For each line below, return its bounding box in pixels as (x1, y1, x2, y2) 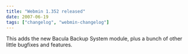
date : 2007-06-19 (6, 14, 49, 20)
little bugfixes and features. (6, 41, 72, 48)
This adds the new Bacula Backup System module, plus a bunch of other (6, 35, 183, 42)
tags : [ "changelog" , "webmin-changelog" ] (6, 19, 110, 25)
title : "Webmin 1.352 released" (6, 8, 85, 15)
